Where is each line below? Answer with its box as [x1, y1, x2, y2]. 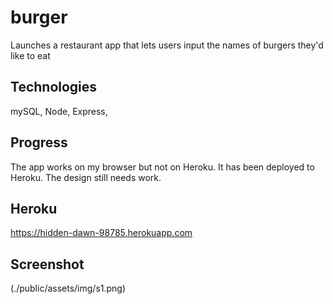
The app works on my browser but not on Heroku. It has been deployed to [10, 161, 315, 173]
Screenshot [10, 256, 85, 273]
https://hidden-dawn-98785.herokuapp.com [10, 227, 193, 239]
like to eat [10, 49, 51, 61]
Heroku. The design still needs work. [10, 171, 162, 183]
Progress [10, 134, 68, 151]
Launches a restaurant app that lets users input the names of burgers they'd [10, 39, 324, 51]
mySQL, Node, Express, [10, 105, 108, 117]
